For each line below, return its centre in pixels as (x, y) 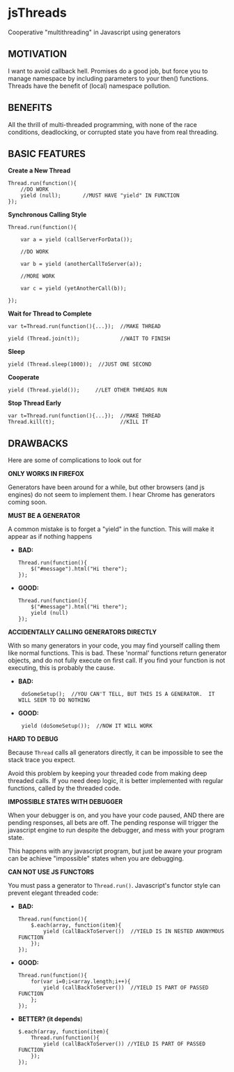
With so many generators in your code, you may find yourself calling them (114, 646)
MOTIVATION (37, 54)
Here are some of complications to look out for (75, 460)
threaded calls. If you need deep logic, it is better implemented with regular (116, 781)
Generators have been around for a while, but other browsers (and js (106, 487)
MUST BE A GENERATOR (44, 516)
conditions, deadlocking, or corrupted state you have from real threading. (113, 132)
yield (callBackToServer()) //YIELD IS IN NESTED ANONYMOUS (134, 932)
